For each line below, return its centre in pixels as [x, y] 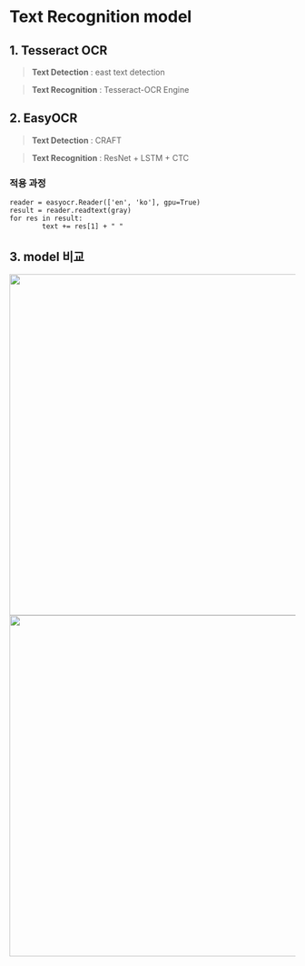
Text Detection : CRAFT [77, 140]
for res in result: [46, 219]
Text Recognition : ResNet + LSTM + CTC [110, 157]
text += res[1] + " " [83, 226]
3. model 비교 [47, 257]
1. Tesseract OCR [59, 50]
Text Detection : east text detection [98, 72]
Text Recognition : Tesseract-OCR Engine [110, 90]
